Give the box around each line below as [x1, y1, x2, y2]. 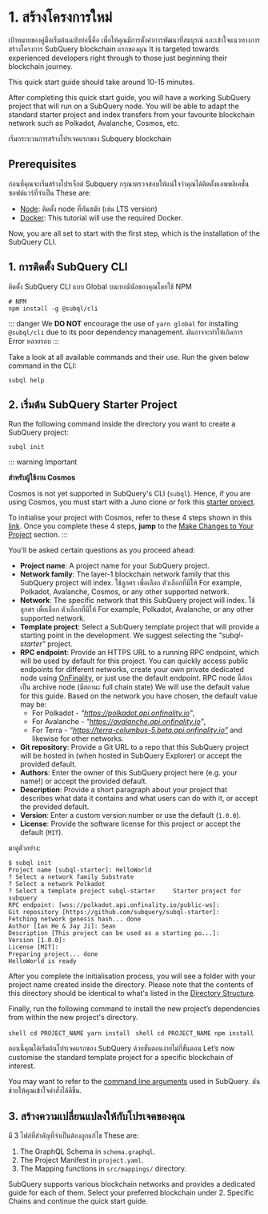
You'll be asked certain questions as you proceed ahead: [8, 545, 196, 555]
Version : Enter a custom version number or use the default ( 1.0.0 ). [19, 811, 242, 820]
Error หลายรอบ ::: [8, 336, 60, 346]
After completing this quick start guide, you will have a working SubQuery [8, 92, 251, 102]
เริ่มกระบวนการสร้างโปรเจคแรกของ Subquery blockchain [8, 133, 172, 144]
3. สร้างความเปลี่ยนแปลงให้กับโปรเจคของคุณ [8, 1109, 186, 1123]
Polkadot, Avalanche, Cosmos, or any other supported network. [19, 587, 230, 597]
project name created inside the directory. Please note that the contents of [8, 980, 254, 989]
